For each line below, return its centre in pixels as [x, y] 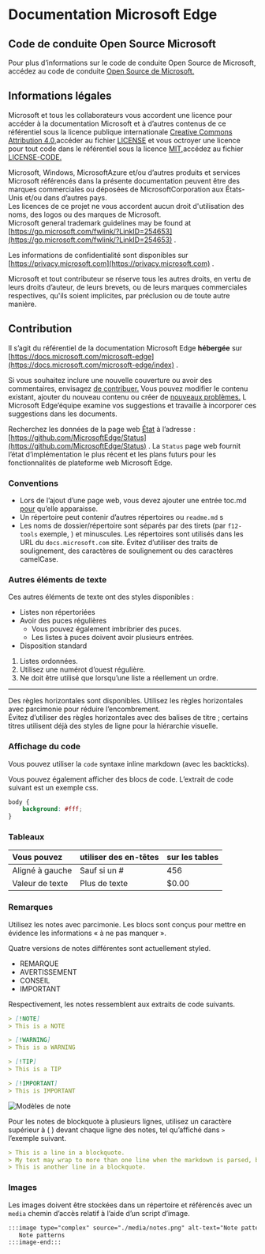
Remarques [31, 907]
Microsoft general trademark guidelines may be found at [100, 222]
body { [19, 802]
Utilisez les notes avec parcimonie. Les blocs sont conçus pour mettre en [127, 924]
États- [235, 189]
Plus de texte [104, 884]
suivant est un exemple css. [53, 787]
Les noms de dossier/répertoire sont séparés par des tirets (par [123, 525]
